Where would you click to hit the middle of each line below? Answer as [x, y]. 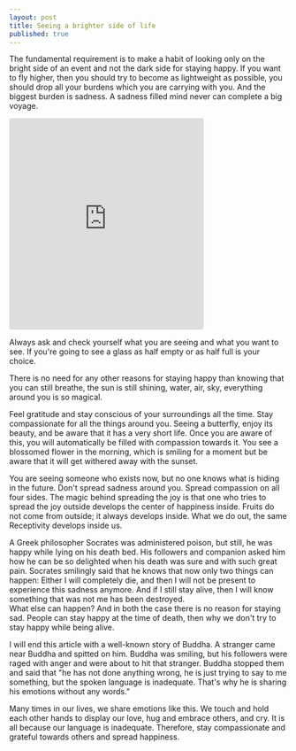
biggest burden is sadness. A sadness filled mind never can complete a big [146, 97]
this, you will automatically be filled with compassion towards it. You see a [144, 443]
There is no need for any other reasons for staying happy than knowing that [147, 378]
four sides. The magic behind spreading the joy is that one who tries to [138, 498]
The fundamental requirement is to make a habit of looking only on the [137, 59]
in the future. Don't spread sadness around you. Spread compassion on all [144, 488]
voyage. [24, 106]
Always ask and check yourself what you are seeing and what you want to [144, 343]
